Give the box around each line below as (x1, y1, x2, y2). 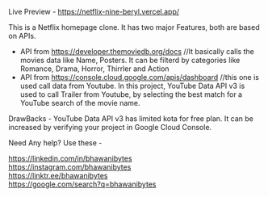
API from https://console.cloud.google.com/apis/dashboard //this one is (19, 73, 260, 82)
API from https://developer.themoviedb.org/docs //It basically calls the (19, 47, 254, 56)
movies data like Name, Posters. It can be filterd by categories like (19, 56, 241, 65)
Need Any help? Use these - (8, 138, 103, 148)
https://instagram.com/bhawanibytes (8, 162, 132, 172)
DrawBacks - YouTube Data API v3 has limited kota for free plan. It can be (8, 114, 254, 124)
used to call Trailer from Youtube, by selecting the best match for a (19, 90, 243, 99)
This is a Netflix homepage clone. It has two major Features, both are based (8, 23, 260, 31)
